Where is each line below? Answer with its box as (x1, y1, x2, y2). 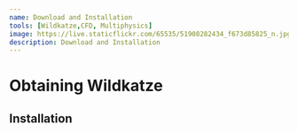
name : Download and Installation (9, 12, 133, 22)
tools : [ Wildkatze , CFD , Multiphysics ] (9, 21, 153, 30)
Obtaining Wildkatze (9, 76, 164, 96)
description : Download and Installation (9, 37, 161, 47)
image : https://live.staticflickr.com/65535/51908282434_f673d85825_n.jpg (9, 29, 292, 38)
